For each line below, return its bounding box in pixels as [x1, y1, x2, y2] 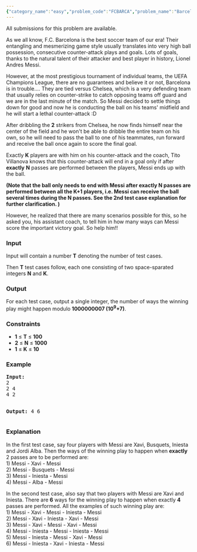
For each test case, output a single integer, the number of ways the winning [6, 298, 189, 305]
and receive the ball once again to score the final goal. [6, 140, 138, 147]
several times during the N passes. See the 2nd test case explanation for [6, 194, 186, 201]
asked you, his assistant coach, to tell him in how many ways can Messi [6, 218, 179, 225]
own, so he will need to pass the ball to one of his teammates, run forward [6, 133, 185, 141]
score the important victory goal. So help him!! [6, 224, 118, 231]
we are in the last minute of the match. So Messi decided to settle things [6, 98, 181, 105]
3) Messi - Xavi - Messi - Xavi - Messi [6, 521, 97, 528]
